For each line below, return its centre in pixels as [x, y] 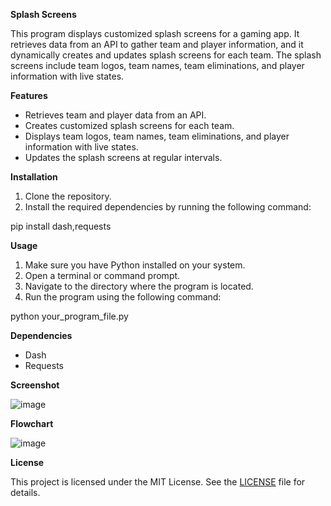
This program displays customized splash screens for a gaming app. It [155, 33]
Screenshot [35, 385]
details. [25, 492]
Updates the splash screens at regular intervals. [123, 157]
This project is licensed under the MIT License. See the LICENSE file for [158, 482]
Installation [34, 177]
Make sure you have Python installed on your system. [135, 265]
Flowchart [32, 423]
